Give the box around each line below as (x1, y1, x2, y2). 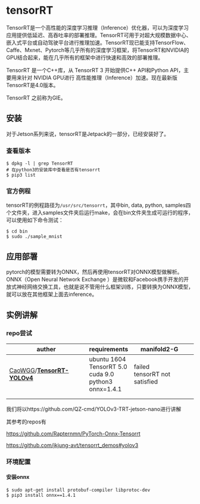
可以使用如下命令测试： (6, 217, 64, 224)
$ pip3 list (6, 172, 36, 178)
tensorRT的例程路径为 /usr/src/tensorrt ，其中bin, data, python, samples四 (6, 202, 191, 209)
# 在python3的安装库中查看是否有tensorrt (6, 167, 101, 173)
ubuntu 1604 (89, 355, 126, 363)
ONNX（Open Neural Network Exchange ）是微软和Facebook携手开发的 (6, 276, 184, 283)
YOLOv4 (9, 373, 34, 382)
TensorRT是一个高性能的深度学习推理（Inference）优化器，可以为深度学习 (6, 24, 189, 31)
